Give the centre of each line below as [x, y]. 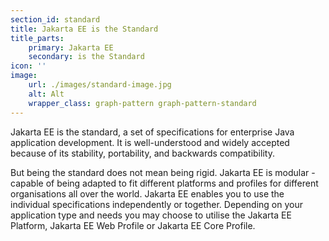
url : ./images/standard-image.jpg [100, 85]
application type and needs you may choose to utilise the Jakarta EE [151, 215]
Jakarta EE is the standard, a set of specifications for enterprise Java [152, 132]
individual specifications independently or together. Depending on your [156, 204]
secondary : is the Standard [86, 57]
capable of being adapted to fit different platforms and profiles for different [164, 183]
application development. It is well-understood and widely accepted [150, 142]
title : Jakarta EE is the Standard [84, 29]
